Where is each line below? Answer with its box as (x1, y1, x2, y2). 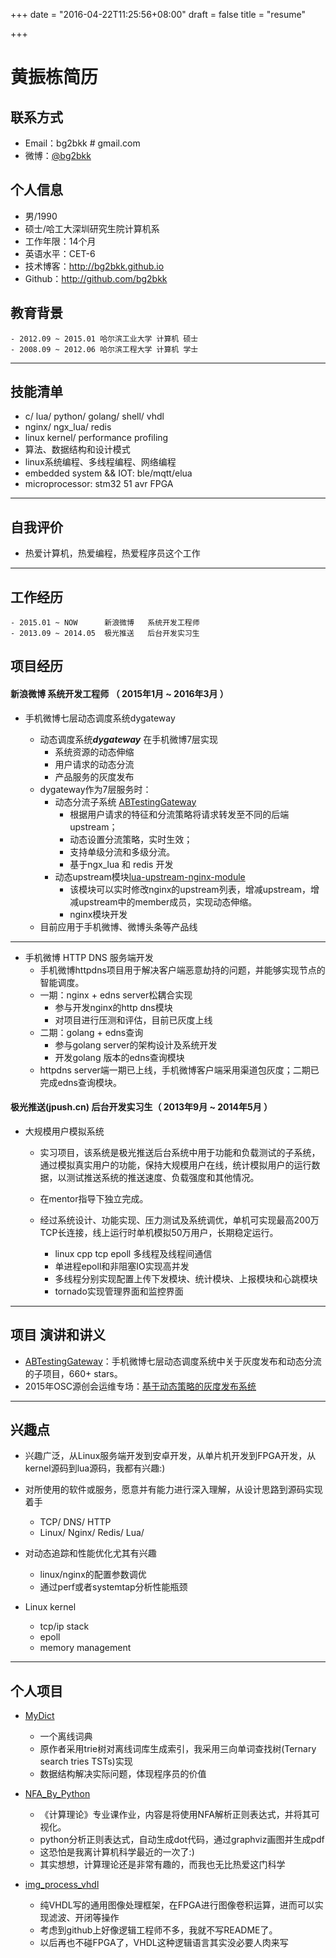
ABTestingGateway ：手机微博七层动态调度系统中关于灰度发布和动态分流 (24, 1355, 322, 1367)
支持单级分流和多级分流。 (69, 845, 176, 858)
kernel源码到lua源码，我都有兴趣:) (24, 1462, 166, 1474)
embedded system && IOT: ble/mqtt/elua (24, 467, 193, 479)
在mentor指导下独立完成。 (39, 1192, 149, 1204)
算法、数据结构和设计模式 (24, 444, 131, 456)
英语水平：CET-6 (24, 247, 96, 259)
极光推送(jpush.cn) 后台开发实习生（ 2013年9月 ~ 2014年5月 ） (10, 1101, 273, 1113)
